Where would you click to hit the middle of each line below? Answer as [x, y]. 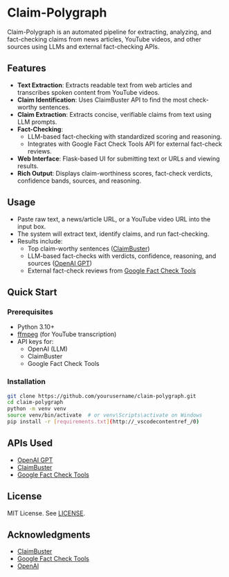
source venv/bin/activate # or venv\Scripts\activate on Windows [105, 415]
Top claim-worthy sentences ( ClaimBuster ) [89, 248]
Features [27, 68]
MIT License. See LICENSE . [46, 513]
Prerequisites [30, 311]
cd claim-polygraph [35, 403]
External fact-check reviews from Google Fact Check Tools [112, 271]
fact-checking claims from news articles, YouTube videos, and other [104, 39]
